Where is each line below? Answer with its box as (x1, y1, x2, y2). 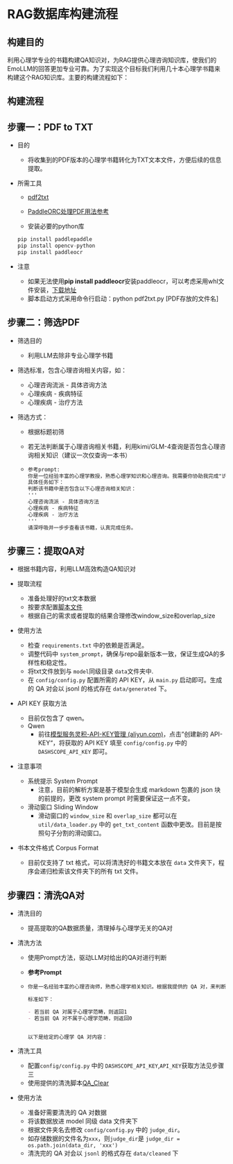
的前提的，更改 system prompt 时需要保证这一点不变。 (37, 794, 194, 802)
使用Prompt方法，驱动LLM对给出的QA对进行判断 (27, 954, 167, 962)
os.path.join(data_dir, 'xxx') (27, 1142, 119, 1149)
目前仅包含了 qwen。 (27, 714, 88, 723)
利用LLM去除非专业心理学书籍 (27, 351, 114, 360)
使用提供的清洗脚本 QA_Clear (27, 1079, 110, 1087)
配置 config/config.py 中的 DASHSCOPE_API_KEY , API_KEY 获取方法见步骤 (27, 1061, 224, 1070)
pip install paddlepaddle (17, 236, 92, 243)
